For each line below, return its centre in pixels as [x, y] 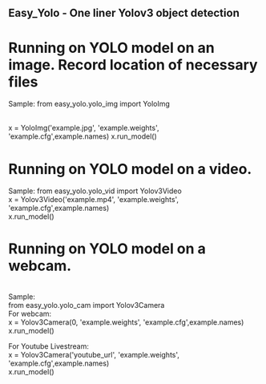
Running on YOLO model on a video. [130, 169]
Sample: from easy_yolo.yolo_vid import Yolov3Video [95, 191]
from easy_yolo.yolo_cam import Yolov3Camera [87, 305]
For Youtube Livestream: [49, 346]
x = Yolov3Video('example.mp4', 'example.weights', [93, 200]
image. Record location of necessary [133, 65]
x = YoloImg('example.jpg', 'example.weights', [84, 128]
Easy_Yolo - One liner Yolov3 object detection [124, 13]
